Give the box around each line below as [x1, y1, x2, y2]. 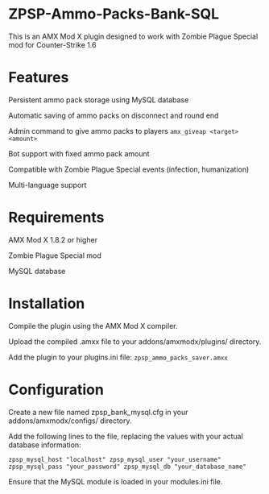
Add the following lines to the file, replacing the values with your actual [8, 431, 243, 441]
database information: [8, 440, 82, 450]
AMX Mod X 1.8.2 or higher [8, 235, 98, 244]
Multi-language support [8, 180, 87, 189]
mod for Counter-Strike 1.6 [8, 39, 97, 49]
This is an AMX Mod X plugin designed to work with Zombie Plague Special [8, 31, 259, 41]
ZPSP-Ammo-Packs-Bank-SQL [8, 5, 220, 23]
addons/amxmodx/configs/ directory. [8, 416, 132, 426]
